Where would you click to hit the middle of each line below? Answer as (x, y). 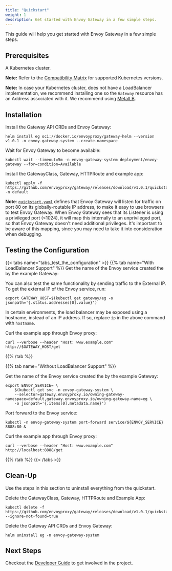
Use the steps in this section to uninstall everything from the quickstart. (81, 488)
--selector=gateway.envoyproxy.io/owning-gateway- (70, 394)
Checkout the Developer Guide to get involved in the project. (69, 563)
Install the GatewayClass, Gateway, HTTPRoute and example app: (74, 174)
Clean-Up (21, 476)
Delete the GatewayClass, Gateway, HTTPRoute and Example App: (76, 498)
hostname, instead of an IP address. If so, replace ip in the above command (85, 317)
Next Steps (23, 551)
